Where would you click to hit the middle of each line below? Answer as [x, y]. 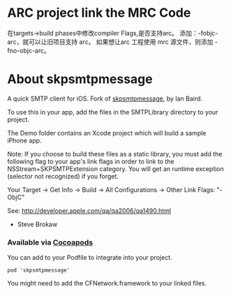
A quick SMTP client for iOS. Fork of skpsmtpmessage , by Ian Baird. [105, 98]
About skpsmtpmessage [80, 79]
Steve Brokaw [37, 224]
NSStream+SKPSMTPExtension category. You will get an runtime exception [116, 168]
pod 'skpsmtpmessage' [39, 270]
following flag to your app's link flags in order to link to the [91, 161]
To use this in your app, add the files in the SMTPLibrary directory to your [113, 112]
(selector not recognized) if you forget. [63, 176]
